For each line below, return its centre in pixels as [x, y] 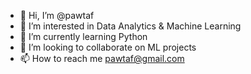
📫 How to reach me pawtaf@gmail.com [102, 58]
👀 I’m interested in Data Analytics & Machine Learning [130, 26]
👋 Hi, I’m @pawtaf [57, 15]
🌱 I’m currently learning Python [83, 36]
